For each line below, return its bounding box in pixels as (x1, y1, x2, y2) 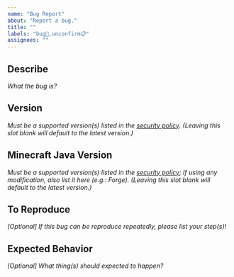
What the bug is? (7, 81, 57, 90)
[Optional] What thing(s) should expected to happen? (7, 261, 164, 270)
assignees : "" (7, 37, 50, 44)
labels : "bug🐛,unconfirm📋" (7, 30, 90, 38)
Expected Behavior (7, 242, 94, 255)
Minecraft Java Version (7, 149, 113, 162)
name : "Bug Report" (7, 10, 65, 18)
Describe (7, 63, 48, 75)
